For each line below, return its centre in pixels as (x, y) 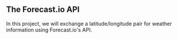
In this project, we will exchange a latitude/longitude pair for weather (89, 23)
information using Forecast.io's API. (49, 30)
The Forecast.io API (43, 10)
